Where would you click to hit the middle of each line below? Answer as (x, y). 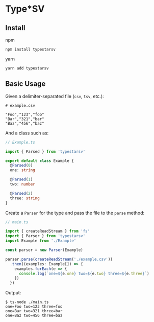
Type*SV (25, 9)
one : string (23, 170)
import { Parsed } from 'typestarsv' (45, 151)
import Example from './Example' (41, 241)
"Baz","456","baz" (25, 123)
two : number (23, 185)
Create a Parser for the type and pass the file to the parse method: (75, 213)
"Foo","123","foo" (25, 114)
